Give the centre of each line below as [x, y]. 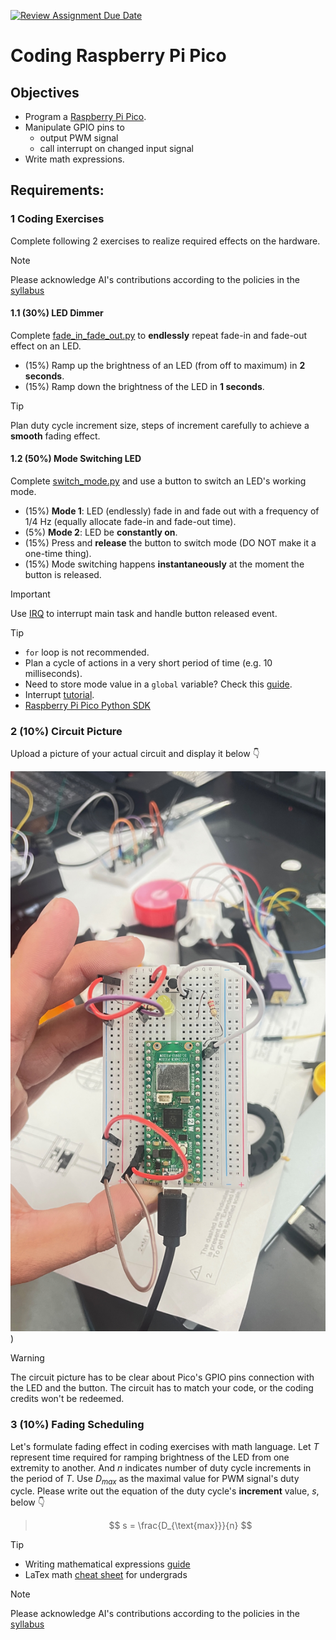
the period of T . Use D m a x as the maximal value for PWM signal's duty [155, 1479]
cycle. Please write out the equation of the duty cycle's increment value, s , [165, 1491]
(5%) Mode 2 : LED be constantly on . [101, 532]
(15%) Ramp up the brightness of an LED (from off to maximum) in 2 [165, 365]
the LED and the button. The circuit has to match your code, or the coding [162, 1388]
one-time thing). [58, 554]
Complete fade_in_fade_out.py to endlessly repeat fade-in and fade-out [159, 335]
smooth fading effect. [55, 436]
